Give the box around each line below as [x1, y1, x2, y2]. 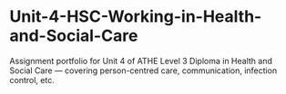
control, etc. [9, 74, 55, 85]
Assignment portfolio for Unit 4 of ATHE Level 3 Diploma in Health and [9, 55, 273, 66]
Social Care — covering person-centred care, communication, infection [9, 65, 278, 76]
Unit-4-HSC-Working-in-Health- [9, 6, 262, 27]
